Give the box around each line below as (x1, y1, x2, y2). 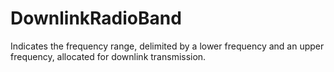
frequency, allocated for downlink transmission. (10, 50, 207, 62)
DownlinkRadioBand (10, 7, 182, 30)
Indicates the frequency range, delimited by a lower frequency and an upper (10, 40, 325, 52)
